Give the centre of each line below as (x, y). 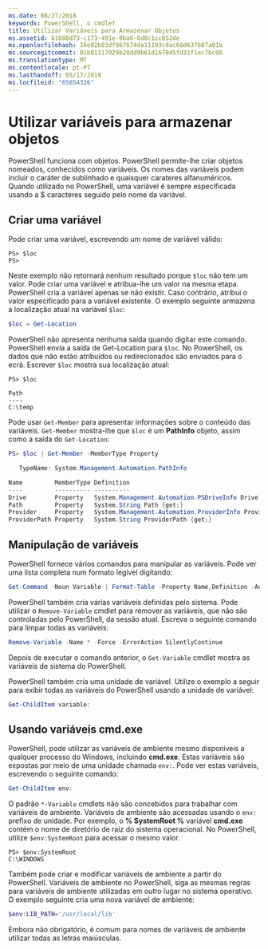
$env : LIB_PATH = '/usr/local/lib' (62, 915)
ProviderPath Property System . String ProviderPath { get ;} (110, 520)
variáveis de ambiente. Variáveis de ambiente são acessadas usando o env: (132, 813)
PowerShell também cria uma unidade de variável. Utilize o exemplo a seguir (134, 681)
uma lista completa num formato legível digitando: (91, 572)
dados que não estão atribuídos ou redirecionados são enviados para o (125, 357)
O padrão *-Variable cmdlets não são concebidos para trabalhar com (123, 804)
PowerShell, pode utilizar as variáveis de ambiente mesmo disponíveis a (126, 749)
